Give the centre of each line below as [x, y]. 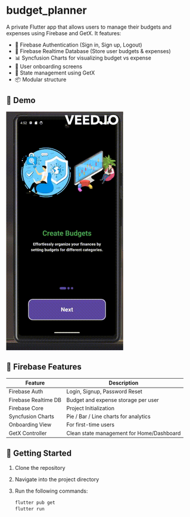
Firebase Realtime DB [35, 400]
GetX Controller [28, 433]
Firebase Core [26, 408]
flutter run [29, 509]
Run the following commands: [51, 491]
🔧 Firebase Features [44, 367]
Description [124, 383]
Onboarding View [30, 425]
